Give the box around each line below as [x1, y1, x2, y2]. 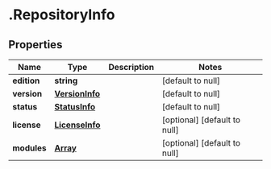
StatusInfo [54, 101, 96, 112]
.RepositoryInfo [8, 6, 115, 24]
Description [108, 62, 155, 72]
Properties [8, 38, 63, 52]
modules [12, 142, 47, 154]
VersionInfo [54, 89, 101, 99]
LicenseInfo [54, 119, 101, 130]
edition [12, 75, 40, 86]
